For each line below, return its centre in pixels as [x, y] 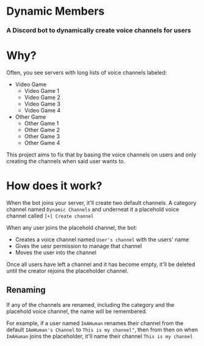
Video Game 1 [42, 91]
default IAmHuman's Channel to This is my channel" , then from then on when [102, 329]
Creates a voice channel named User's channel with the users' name [102, 239]
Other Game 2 [42, 130]
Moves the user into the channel [56, 252]
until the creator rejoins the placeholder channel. [67, 271]
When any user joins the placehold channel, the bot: [72, 227]
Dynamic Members [56, 11]
